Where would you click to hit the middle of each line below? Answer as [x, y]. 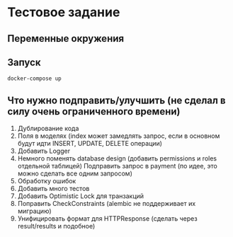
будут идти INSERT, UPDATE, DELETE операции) [90, 144]
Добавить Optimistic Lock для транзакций [80, 196]
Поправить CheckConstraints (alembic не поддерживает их [107, 204]
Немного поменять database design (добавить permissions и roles [117, 158]
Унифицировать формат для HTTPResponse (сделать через [107, 219]
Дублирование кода [48, 129]
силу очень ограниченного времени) [94, 111]
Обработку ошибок [47, 181]
